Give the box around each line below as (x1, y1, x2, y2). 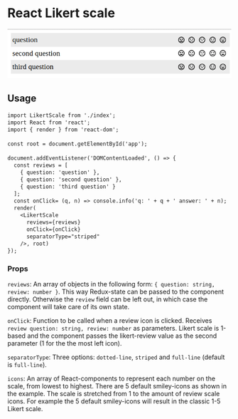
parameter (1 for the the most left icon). (7, 339, 122, 348)
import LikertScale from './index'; (7, 112, 116, 119)
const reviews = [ (13, 162, 69, 169)
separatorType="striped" (26, 233, 100, 240)
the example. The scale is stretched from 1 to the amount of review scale (7, 390, 220, 398)
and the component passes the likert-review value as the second (27, 331, 217, 340)
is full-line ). (7, 361, 48, 369)
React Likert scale (7, 5, 116, 21)
